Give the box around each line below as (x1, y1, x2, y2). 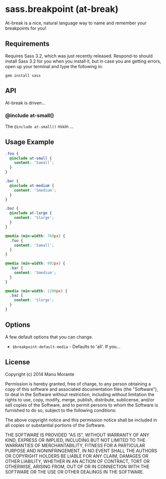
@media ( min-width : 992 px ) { (5, 261, 65, 266)
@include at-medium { (9, 183, 55, 188)
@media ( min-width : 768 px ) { (5, 233, 65, 238)
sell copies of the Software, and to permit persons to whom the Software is (5, 402, 159, 408)
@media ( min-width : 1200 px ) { (5, 288, 68, 293)
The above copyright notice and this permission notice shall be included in (5, 417, 157, 423)
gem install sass (5, 73, 41, 78)
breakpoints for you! (5, 25, 47, 31)
